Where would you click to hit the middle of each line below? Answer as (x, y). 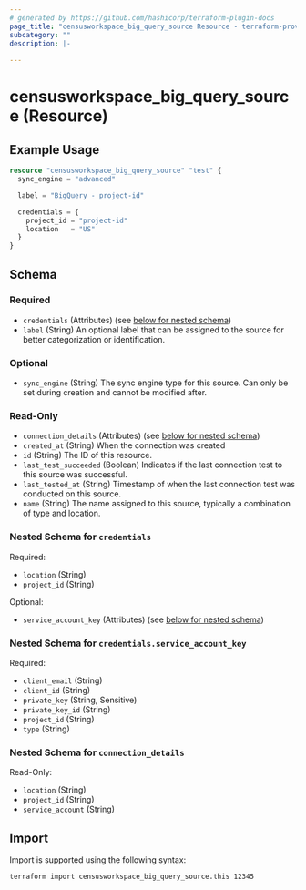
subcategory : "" (40, 35)
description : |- (40, 43)
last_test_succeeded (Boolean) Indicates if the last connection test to (153, 465)
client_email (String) (62, 680)
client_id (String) (56, 690)
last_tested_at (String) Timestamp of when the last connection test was (159, 485)
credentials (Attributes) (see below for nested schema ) (127, 320)
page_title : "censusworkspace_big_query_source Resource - (124, 26)
